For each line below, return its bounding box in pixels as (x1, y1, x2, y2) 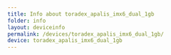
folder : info (7, 17, 46, 24)
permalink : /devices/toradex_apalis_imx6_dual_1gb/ (7, 30, 164, 38)
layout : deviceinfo (7, 24, 66, 31)
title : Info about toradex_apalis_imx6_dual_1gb (7, 10, 155, 18)
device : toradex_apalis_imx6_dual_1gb (7, 37, 123, 44)
